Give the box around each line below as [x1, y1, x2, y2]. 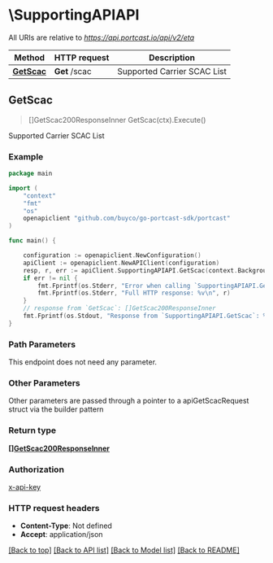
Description [149, 51, 195, 63]
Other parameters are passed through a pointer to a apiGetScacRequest [8, 396, 249, 406]
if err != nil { [23, 274, 79, 282]
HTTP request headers [8, 502, 100, 513]
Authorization [8, 464, 65, 475]
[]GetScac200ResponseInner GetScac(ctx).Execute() [28, 115, 206, 124]
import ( [8, 184, 38, 192]
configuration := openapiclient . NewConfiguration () [23, 251, 201, 260]
